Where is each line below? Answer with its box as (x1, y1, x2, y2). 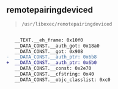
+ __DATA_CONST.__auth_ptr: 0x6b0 (6, 60, 97, 66)
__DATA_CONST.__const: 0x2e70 (14, 65, 92, 72)
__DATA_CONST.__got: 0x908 (14, 48, 84, 54)
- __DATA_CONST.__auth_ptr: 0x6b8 (6, 54, 97, 60)
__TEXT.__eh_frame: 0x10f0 (14, 37, 84, 43)
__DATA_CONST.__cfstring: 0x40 (14, 71, 95, 77)
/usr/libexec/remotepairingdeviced (21, 21, 112, 27)
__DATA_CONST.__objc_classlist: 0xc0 (14, 76, 111, 83)
